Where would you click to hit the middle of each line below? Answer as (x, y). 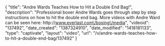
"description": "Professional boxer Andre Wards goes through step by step (81, 12)
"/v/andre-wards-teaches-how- (125, 33)
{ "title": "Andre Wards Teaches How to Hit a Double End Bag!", (69, 7)
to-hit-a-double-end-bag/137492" (40, 38)
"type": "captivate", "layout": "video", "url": (49, 33)
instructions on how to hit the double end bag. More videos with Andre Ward (82, 17)
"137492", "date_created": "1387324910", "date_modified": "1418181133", (79, 28)
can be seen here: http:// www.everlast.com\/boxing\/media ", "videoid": (77, 23)
